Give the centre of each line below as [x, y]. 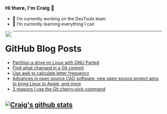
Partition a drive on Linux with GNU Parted [56, 63]
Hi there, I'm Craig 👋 [30, 8]
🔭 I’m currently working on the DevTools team [59, 19]
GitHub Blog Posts [43, 49]
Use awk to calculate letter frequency [51, 73]
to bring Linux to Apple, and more [46, 84]
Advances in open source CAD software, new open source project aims [85, 79]
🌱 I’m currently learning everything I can [53, 24]
